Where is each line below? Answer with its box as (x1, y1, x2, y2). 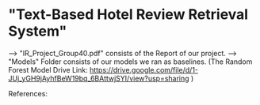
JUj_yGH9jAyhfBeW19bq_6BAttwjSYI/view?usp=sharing (8, 73, 189, 83)
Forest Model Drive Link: (8, 65, 89, 74)
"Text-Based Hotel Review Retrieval (8, 6, 248, 24)
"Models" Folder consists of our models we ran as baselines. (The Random (8, 57, 253, 66)
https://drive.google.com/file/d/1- (90, 65, 199, 74)
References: (8, 88, 48, 98)
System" (8, 22, 67, 40)
